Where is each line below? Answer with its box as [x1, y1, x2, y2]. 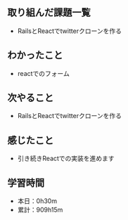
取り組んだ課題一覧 [7, 6, 91, 19]
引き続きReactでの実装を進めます [17, 154, 115, 163]
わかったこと [7, 49, 63, 61]
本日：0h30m [17, 197, 58, 205]
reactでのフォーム [17, 69, 70, 77]
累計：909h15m [17, 206, 63, 214]
